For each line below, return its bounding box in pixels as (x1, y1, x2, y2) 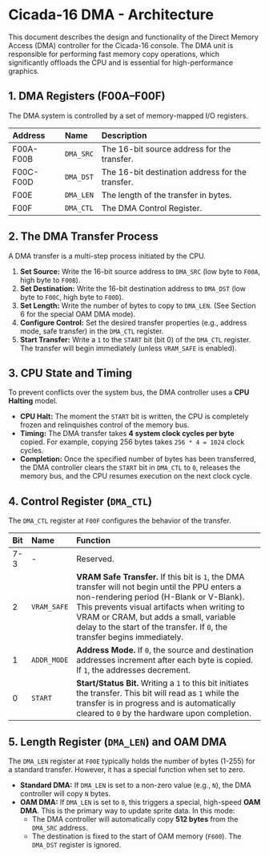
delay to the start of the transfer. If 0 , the (75, 621, 228, 633)
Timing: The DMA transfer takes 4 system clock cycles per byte (19, 429, 235, 439)
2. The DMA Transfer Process (8, 230, 159, 244)
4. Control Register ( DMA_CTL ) (8, 495, 152, 508)
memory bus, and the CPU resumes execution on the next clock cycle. (19, 471, 252, 481)
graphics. (8, 66, 40, 75)
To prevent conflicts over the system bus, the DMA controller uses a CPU (8, 387, 250, 398)
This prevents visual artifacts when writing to (75, 601, 246, 612)
